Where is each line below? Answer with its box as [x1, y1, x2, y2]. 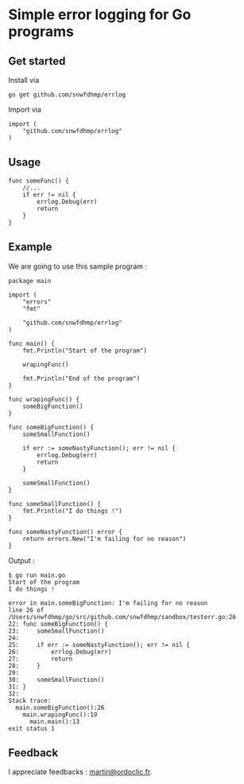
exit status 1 [8, 724, 56, 732]
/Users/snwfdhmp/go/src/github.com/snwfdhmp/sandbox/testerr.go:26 [8, 613, 237, 621]
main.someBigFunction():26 [15, 704, 105, 711]
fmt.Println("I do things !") [22, 507, 123, 515]
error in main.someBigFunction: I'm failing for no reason [8, 599, 208, 607]
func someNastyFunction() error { [8, 527, 123, 535]
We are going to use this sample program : [8, 261, 148, 271]
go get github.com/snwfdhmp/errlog [8, 91, 126, 99]
